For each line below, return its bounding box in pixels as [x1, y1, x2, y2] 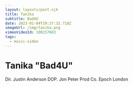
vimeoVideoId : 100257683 [5, 30, 56, 35]
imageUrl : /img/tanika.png [5, 25, 61, 30]
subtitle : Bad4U [5, 16, 38, 21]
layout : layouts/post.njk [5, 7, 58, 12]
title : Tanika [5, 12, 34, 17]
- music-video [9, 39, 38, 44]
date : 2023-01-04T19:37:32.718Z [5, 21, 71, 26]
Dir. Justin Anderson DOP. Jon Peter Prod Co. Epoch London [5, 76, 129, 82]
